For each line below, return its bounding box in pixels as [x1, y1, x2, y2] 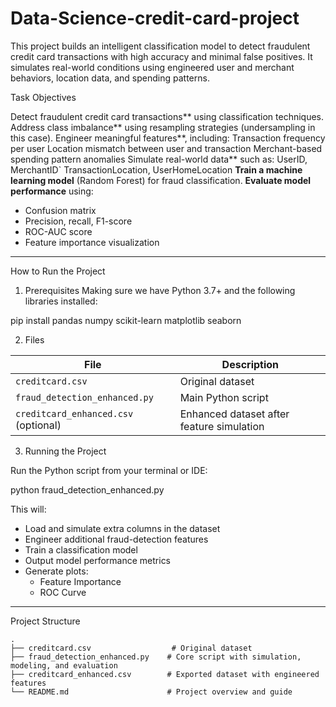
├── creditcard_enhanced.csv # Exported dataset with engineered [10, 669, 320, 679]
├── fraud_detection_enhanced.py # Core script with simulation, [10, 652, 302, 662]
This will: [10, 503, 47, 515]
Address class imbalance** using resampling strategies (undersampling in [10, 121, 316, 133]
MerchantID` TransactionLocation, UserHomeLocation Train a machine [10, 163, 303, 176]
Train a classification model [24, 543, 138, 556]
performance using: [10, 185, 94, 197]
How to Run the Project [10, 265, 106, 277]
